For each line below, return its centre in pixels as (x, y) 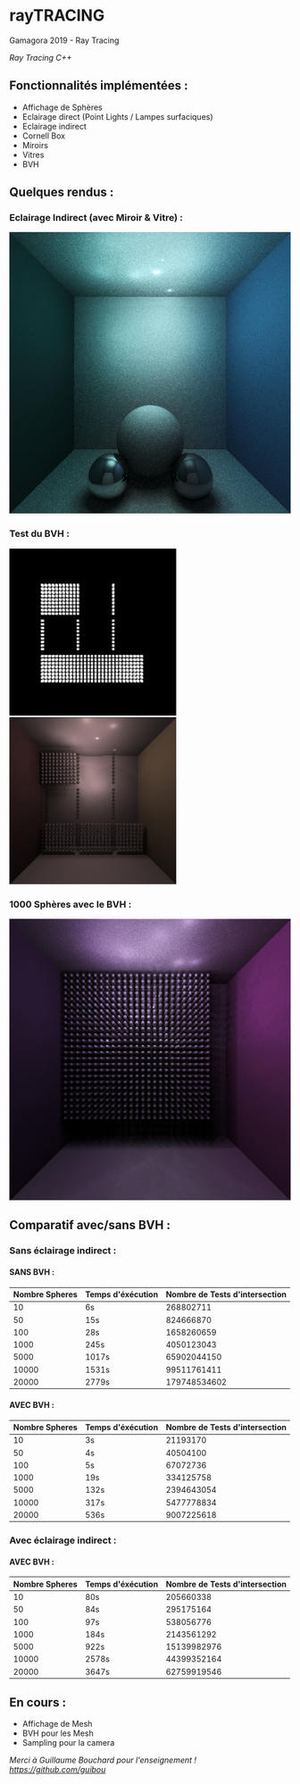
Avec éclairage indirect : (63, 1540)
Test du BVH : (39, 534)
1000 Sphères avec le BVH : (71, 904)
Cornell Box (43, 136)
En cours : (38, 1702)
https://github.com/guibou (58, 1769)
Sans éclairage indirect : (63, 1251)
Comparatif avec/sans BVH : (90, 1225)
